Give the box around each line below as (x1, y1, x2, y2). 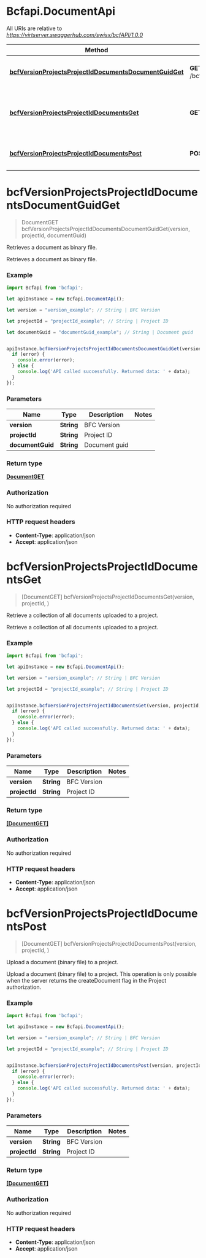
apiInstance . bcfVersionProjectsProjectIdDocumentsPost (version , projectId (6, 1062, 202, 1069)
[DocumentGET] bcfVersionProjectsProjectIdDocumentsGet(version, (21, 593, 195, 600)
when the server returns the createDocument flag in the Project (6, 977, 167, 984)
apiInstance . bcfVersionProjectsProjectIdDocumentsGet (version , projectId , (6, 702, 202, 709)
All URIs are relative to (6, 25, 63, 32)
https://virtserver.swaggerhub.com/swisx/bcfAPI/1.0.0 (6, 31, 143, 38)
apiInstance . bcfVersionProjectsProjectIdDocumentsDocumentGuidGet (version (6, 345, 202, 352)
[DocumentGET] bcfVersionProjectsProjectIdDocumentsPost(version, (21, 940, 197, 947)
